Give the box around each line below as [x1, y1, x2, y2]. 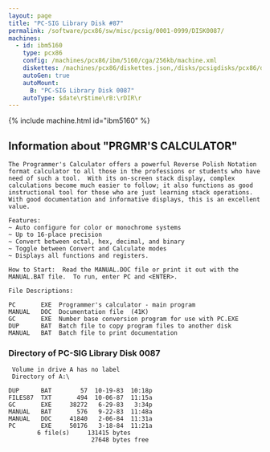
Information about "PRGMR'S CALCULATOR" [8, 139, 238, 153]
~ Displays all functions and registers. [8, 252, 149, 260]
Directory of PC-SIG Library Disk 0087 [8, 347, 161, 358]
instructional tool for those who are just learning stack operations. [8, 189, 253, 197]
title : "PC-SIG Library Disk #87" [8, 19, 125, 27]
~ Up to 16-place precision [8, 230, 103, 239]
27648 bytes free [91, 436, 149, 444]
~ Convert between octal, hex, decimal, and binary [8, 238, 185, 246]
